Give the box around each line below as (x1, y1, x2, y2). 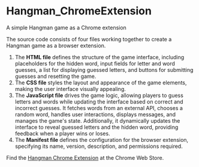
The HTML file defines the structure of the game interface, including (14, 53, 185, 60)
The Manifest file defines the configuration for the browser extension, (14, 136, 189, 143)
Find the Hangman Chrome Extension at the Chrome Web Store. (6, 154, 164, 161)
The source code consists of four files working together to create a (6, 35, 172, 42)
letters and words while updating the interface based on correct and (14, 98, 184, 105)
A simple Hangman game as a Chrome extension (6, 24, 127, 31)
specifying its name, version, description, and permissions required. (14, 142, 183, 150)
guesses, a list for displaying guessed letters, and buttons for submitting (14, 66, 194, 73)
